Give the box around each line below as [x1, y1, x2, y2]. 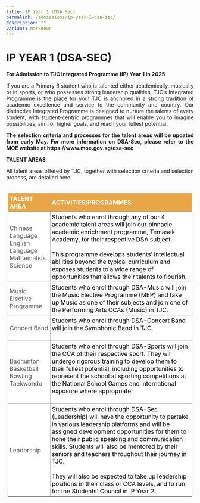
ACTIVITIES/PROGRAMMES [51, 198, 132, 207]
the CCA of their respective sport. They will [51, 350, 173, 358]
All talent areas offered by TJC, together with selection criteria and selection [6, 167, 194, 175]
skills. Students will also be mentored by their [51, 442, 178, 451]
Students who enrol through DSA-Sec [51, 405, 158, 414]
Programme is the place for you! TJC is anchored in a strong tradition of [6, 95, 194, 102]
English [10, 239, 30, 247]
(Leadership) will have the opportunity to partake [51, 412, 189, 421]
